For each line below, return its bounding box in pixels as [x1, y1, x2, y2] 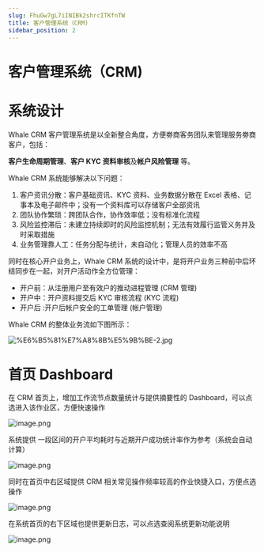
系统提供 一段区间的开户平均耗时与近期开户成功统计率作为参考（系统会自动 [8, 435, 253, 444]
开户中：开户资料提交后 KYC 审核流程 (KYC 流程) [19, 293, 179, 302]
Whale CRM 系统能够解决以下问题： [8, 173, 125, 183]
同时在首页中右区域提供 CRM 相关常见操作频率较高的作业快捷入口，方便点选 [8, 477, 257, 486]
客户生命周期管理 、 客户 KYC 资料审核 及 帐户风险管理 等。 [8, 156, 195, 166]
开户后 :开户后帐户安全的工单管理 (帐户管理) [19, 302, 163, 312]
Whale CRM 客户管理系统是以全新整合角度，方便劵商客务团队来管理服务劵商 [8, 130, 257, 139]
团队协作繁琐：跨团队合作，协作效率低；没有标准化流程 [19, 210, 200, 219]
